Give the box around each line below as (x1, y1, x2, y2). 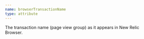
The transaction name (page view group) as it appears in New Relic (5, 24, 140, 30)
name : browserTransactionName (5, 7, 66, 12)
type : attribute (5, 11, 38, 16)
